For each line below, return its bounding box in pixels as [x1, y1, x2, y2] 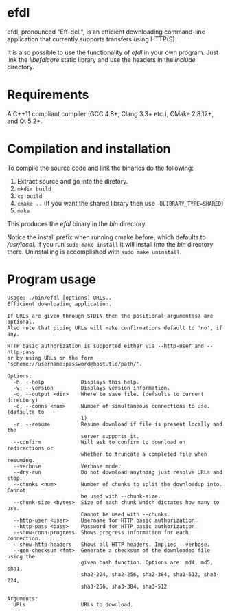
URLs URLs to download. [13, 601, 134, 608]
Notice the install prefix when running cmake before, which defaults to [7, 232, 206, 241]
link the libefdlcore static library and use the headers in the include [7, 55, 196, 63]
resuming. [7, 457, 36, 463]
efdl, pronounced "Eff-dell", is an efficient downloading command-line [7, 28, 206, 36]
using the [7, 553, 36, 560]
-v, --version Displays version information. [13, 384, 170, 391]
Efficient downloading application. [7, 300, 112, 307]
